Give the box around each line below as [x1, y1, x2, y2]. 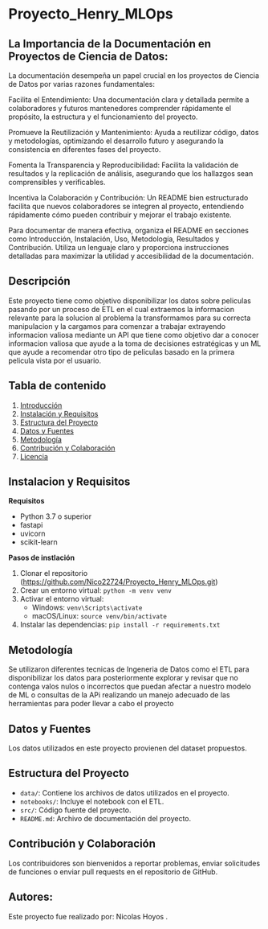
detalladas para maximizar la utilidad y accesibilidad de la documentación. [8, 251, 254, 261]
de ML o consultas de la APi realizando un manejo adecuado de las [8, 690, 230, 700]
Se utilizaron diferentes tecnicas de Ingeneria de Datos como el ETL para [8, 664, 250, 674]
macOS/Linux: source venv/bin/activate [31, 611, 167, 621]
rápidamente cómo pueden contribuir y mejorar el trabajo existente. [8, 210, 232, 220]
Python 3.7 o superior [19, 512, 92, 521]
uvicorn [19, 528, 46, 539]
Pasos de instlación [8, 553, 75, 563]
